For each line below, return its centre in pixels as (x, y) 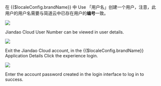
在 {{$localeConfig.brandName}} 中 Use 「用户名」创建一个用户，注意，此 (80, 7)
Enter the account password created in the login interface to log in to (75, 74)
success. (14, 79)
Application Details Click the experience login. (52, 56)
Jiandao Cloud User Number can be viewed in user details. (65, 32)
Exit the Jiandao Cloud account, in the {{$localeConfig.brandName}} (74, 51)
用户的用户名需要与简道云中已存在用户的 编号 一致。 (57, 13)
